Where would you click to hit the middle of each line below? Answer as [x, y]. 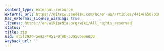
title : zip [16, 32]
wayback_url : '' [21, 41]
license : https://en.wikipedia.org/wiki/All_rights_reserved [69, 23]
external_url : [20, 14]
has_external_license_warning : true [42, 18]
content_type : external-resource [39, 9]
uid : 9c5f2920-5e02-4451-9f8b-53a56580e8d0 [50, 37]
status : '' [16, 28]
